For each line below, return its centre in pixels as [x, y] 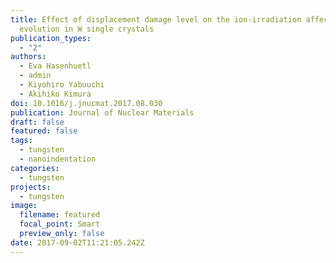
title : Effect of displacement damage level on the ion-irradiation [156, 19]
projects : [31, 187]
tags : [21, 141]
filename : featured [60, 215]
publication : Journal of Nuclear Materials [102, 112]
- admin [35, 76]
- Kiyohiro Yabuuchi [62, 85]
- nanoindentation [58, 159]
